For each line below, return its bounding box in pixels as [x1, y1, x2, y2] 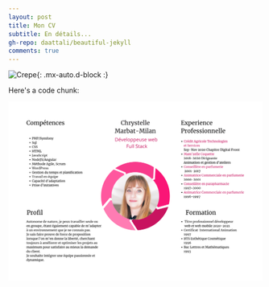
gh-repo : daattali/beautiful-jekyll [8, 39, 131, 47]
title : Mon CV [8, 21, 56, 30]
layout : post [8, 13, 52, 21]
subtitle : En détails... [8, 30, 92, 38]
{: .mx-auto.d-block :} [36, 70, 109, 80]
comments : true [8, 47, 60, 55]
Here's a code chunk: [8, 85, 80, 96]
